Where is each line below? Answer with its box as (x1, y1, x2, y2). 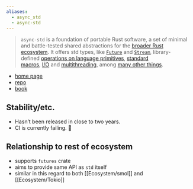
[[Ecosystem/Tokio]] (14, 176, 65, 183)
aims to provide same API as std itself (14, 164, 107, 171)
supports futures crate (14, 158, 71, 164)
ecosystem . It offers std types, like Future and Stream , (20, 49, 152, 56)
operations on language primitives (41, 55, 124, 62)
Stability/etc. (6, 102, 55, 113)
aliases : (6, 8, 28, 15)
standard (126, 55, 149, 62)
